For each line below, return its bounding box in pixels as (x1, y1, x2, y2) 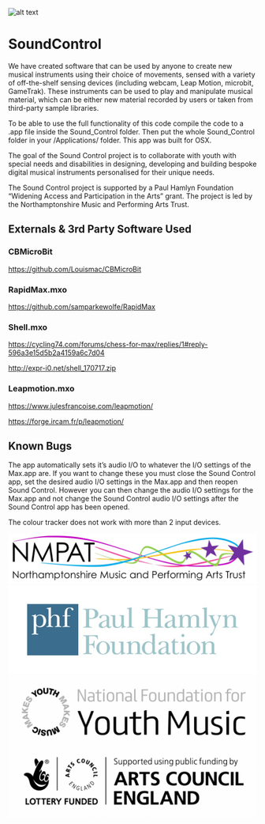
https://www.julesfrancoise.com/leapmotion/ (8, 401, 154, 410)
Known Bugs (8, 439, 73, 452)
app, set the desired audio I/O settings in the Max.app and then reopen (8, 477, 238, 486)
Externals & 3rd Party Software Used (8, 222, 192, 236)
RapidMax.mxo (8, 284, 68, 295)
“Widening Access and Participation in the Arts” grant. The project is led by (8, 191, 253, 201)
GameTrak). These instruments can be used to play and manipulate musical (8, 86, 253, 96)
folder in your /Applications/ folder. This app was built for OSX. (8, 135, 212, 145)
